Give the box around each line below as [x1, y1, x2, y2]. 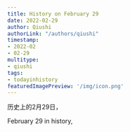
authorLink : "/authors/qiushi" [7, 30, 99, 37]
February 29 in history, [7, 117, 73, 126]
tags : [7, 69, 23, 76]
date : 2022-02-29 [7, 17, 58, 24]
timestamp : [7, 37, 39, 44]
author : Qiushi [7, 23, 52, 30]
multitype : [7, 56, 39, 64]
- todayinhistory [7, 76, 58, 83]
